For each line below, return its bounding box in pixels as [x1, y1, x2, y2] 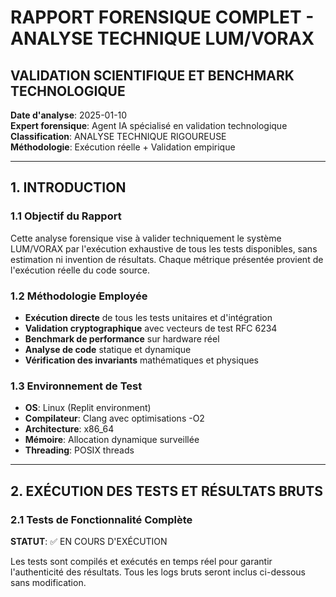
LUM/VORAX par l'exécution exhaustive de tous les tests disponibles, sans [10, 242, 318, 255]
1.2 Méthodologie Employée [10, 289, 148, 303]
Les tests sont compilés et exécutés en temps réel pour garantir [10, 555, 273, 567]
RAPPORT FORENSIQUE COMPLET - [10, 6, 315, 29]
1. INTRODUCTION [10, 179, 127, 196]
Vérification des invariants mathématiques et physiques [24, 354, 259, 366]
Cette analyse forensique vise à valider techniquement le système [10, 232, 282, 244]
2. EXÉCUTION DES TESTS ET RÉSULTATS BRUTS [10, 482, 323, 500]
